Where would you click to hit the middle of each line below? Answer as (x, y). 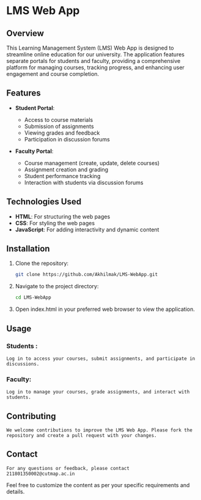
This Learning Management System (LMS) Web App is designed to (90, 48)
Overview (25, 33)
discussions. (23, 364)
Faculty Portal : (34, 151)
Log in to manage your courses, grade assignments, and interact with (98, 392)
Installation (28, 249)
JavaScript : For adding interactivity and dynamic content (87, 229)
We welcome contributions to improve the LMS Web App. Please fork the (99, 430)
